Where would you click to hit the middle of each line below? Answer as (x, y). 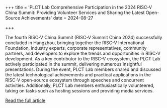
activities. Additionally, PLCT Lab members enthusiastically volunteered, (80, 85)
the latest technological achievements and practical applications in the (78, 75)
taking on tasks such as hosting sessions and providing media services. (79, 91)
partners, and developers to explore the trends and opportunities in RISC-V (83, 53)
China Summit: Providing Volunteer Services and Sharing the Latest (75, 13)
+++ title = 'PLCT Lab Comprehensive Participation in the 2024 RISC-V (79, 7)
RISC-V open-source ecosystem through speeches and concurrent (75, 80)
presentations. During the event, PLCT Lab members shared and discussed (83, 69)
